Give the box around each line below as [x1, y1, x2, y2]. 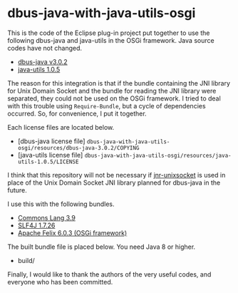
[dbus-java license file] [17, 137, 86, 145]
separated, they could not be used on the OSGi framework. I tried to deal [7, 94, 221, 103]
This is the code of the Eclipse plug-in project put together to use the [7, 29, 210, 37]
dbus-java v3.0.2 [17, 57, 68, 66]
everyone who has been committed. [7, 277, 113, 286]
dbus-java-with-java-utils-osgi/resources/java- [84, 152, 232, 159]
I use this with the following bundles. [7, 200, 115, 208]
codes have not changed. [7, 43, 83, 52]
